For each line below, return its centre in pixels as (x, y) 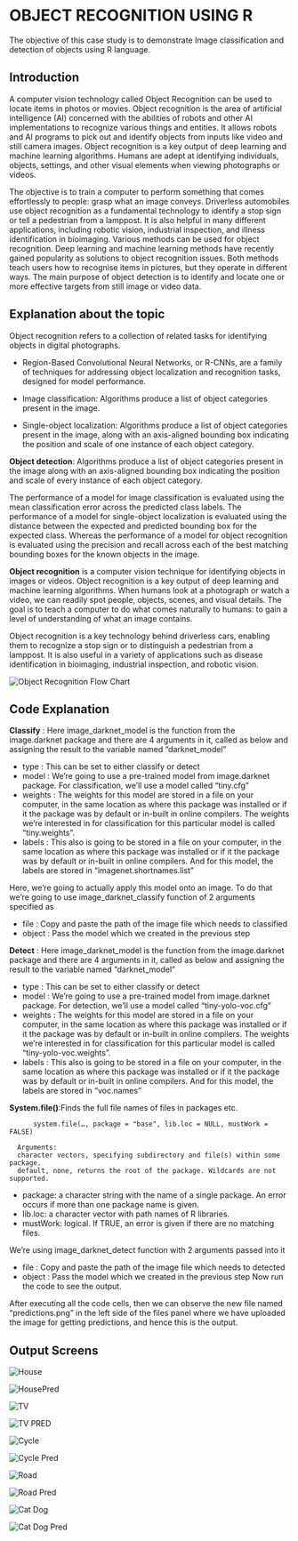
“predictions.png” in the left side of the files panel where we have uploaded (148, 1313)
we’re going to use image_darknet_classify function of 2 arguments (132, 897)
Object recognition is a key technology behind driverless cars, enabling (140, 636)
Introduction (44, 78)
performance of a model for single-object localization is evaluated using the (148, 516)
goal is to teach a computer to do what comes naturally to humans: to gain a (149, 609)
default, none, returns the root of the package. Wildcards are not (147, 1171)
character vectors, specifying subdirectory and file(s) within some (149, 1156)
